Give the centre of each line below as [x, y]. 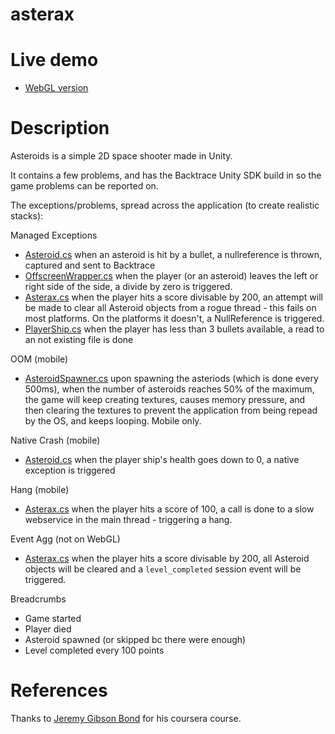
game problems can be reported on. [84, 186]
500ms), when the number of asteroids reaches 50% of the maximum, [169, 389]
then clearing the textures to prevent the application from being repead [171, 410]
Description [60, 128]
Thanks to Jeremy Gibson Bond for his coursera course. [126, 718]
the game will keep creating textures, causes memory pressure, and [165, 400]
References [59, 690]
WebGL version [56, 88]
